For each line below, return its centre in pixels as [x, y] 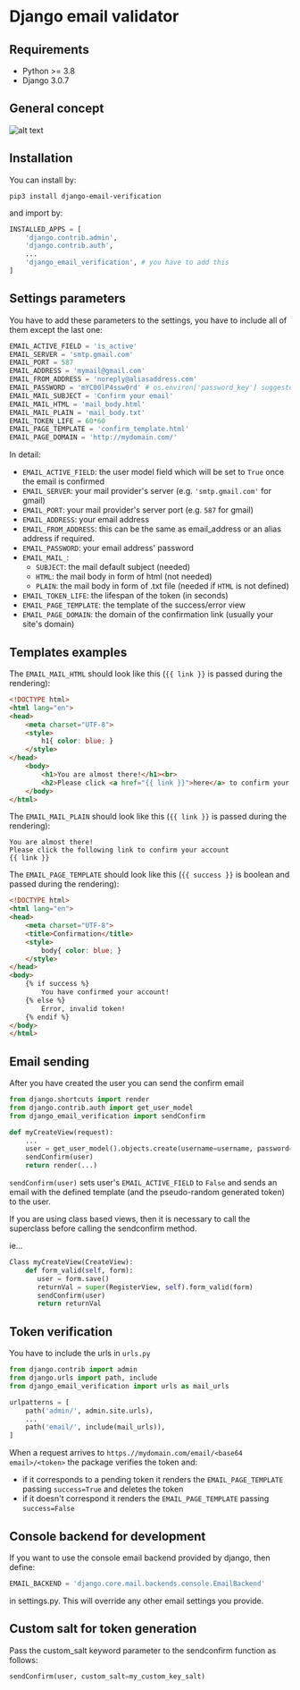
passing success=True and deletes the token [103, 1489]
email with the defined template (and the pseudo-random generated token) [147, 1193]
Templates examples [68, 652]
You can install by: [43, 180]
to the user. [30, 1202]
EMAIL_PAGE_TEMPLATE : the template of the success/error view [134, 605]
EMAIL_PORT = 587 [42, 363]
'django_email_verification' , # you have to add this [127, 263]
